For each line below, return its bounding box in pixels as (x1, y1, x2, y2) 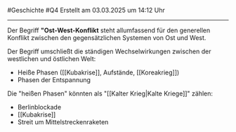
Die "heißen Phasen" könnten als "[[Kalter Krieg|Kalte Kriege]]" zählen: (7, 89, 213, 98)
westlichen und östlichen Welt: (7, 55, 96, 62)
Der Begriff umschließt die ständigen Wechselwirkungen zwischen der (7, 47, 211, 55)
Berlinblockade (17, 103, 62, 111)
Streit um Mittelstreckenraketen (17, 118, 109, 126)
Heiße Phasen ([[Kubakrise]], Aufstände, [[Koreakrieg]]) (17, 68, 180, 77)
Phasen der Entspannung (17, 76, 91, 84)
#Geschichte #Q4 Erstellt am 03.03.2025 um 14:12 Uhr (7, 6, 165, 14)
